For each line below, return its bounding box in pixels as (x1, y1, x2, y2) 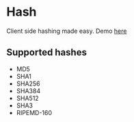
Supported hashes (6, 47, 87, 58)
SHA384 (16, 86, 41, 95)
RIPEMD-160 (16, 108, 53, 117)
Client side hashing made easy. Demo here (6, 27, 127, 35)
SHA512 (16, 94, 39, 102)
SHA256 (16, 80, 40, 88)
